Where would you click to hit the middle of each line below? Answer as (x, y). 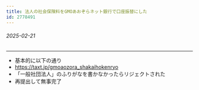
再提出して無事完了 (38, 81)
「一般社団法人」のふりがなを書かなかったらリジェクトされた (90, 74)
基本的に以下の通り (38, 60)
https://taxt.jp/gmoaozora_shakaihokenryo (66, 67)
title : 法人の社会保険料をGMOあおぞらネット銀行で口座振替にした (77, 11)
